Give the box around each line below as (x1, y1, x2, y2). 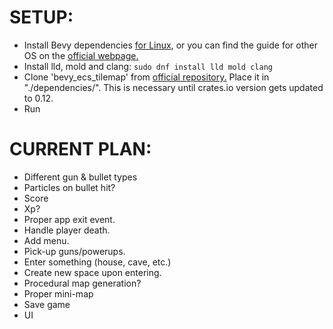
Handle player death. (23, 224, 111, 236)
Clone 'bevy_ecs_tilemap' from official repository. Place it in (23, 71, 270, 83)
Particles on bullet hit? (23, 181, 116, 193)
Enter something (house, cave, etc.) (23, 256, 172, 268)
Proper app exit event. (23, 213, 116, 225)
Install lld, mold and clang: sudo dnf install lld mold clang (23, 60, 273, 72)
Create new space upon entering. (23, 266, 162, 278)
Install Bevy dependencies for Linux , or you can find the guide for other (23, 39, 318, 51)
